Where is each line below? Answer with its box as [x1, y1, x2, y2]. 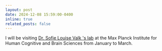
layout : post [5, 7, 33, 12]
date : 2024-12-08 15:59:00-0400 [5, 12, 73, 17]
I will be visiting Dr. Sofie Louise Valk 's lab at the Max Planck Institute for [5, 35, 157, 41]
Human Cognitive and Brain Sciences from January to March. [5, 40, 133, 46]
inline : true [5, 16, 33, 21]
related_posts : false [5, 21, 51, 26]
